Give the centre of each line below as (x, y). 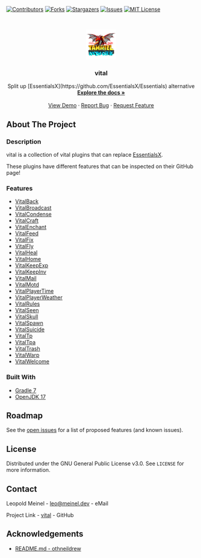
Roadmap (25, 415)
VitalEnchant (31, 227)
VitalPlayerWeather (39, 298)
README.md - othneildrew (48, 548)
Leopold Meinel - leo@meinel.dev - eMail (57, 504)
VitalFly (24, 246)
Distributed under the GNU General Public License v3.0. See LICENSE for (95, 463)
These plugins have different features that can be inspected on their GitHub (100, 166)
